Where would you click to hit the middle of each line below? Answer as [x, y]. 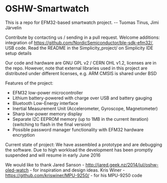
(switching [23, 124]
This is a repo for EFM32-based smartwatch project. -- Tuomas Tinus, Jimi [82, 22]
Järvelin [13, 27]
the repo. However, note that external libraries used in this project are [77, 68]
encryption [23, 135]
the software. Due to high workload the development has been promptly [79, 150]
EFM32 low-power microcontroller [48, 92]
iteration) [139, 119]
